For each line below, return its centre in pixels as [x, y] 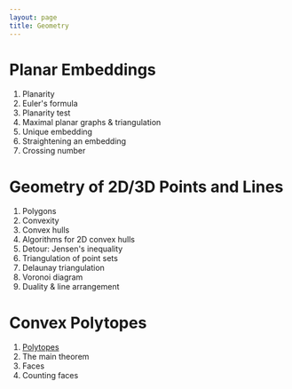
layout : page [33, 17]
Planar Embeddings [83, 70]
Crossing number [54, 151]
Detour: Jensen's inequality [72, 249]
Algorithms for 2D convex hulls [79, 240]
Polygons [39, 211]
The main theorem [55, 357]
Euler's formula [50, 104]
